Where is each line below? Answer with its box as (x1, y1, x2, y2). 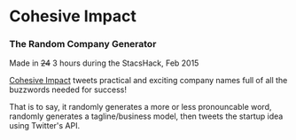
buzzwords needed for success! (9, 84, 127, 95)
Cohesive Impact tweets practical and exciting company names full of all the (9, 75, 288, 86)
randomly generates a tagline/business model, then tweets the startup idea (9, 111, 284, 121)
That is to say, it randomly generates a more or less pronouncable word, (9, 102, 272, 113)
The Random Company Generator (9, 38, 157, 51)
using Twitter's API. (9, 121, 81, 131)
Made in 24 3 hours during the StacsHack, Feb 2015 (9, 58, 199, 68)
